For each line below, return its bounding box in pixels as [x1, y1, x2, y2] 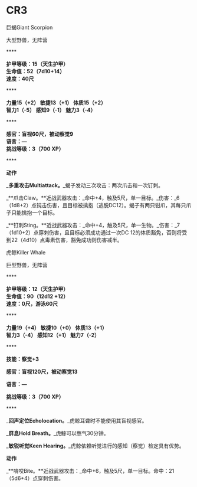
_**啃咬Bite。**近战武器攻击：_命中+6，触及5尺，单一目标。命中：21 [6, 467, 175, 474]
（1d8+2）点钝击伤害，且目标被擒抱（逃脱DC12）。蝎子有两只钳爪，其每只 [6, 201, 186, 208]
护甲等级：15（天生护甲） [6, 60, 69, 67]
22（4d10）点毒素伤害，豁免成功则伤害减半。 [11, 236, 123, 243]
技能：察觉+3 [6, 355, 40, 362]
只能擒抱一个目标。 [11, 209, 58, 216]
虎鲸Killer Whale [6, 249, 46, 256]
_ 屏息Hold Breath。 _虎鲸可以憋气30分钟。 [6, 429, 109, 437]
